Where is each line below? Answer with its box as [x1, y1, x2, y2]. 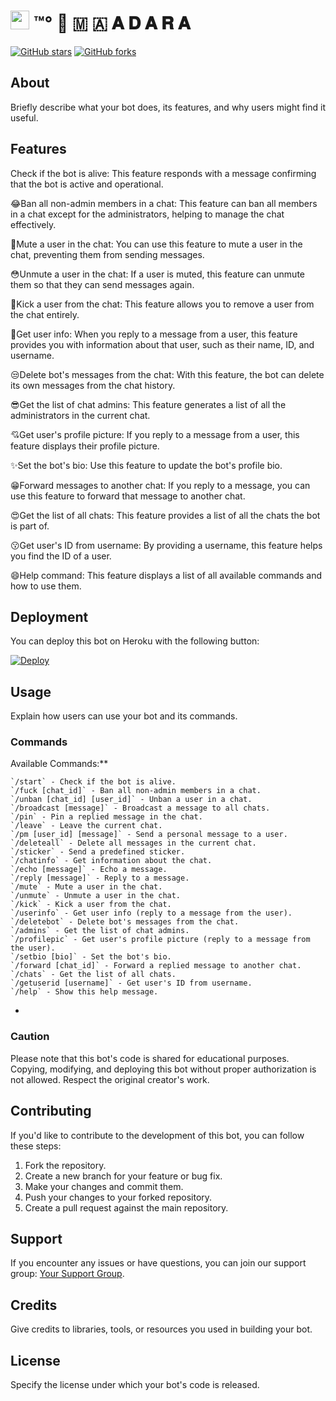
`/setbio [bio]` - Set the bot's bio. [10, 952, 172, 962]
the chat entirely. [10, 308, 80, 320]
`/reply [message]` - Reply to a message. [10, 873, 190, 884]
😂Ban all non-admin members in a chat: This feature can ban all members [10, 197, 318, 209]
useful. [10, 111, 39, 124]
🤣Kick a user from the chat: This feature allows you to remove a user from [10, 298, 315, 310]
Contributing [10, 1103, 92, 1120]
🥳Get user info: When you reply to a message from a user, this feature [10, 328, 298, 340]
